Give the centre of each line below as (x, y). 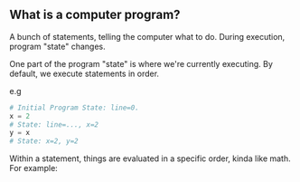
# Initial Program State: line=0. (75, 108)
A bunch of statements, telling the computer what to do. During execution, (147, 36)
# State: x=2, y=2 (44, 141)
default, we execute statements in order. (84, 73)
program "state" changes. (57, 46)
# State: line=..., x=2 (54, 125)
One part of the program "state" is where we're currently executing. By (141, 63)
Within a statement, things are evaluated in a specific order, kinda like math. (150, 158)
